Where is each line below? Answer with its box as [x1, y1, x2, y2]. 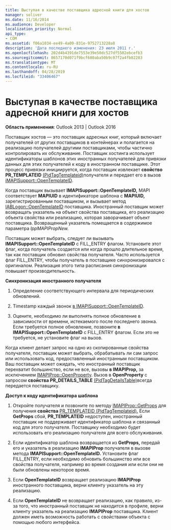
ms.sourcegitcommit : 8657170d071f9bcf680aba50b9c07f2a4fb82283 [5, 55, 143, 60]
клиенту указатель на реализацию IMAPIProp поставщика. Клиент [12, 508, 158, 514]
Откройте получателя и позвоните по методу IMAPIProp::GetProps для [12, 402, 166, 408]
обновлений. [12, 293, 41, 299]
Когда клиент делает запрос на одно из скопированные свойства [5, 344, 149, 350]
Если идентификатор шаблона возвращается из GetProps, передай [12, 439, 160, 446]
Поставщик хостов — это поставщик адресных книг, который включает [5, 134, 162, 140]
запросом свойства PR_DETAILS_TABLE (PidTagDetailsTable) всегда [5, 377, 152, 383]
